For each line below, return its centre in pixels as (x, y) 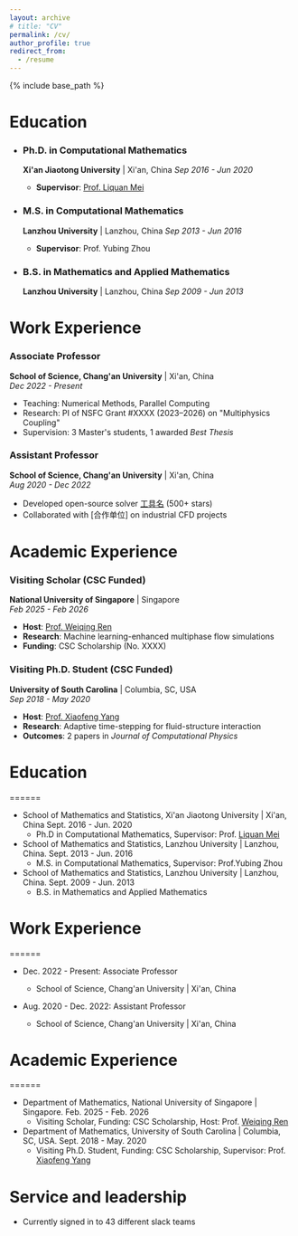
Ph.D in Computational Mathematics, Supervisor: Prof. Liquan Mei (158, 834)
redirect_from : (38, 52)
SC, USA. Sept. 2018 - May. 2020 (84, 1141)
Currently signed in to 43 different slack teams (109, 1222)
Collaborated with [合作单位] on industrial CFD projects (125, 514)
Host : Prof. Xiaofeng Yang (71, 717)
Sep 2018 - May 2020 (50, 699)
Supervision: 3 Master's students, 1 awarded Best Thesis (128, 432)
